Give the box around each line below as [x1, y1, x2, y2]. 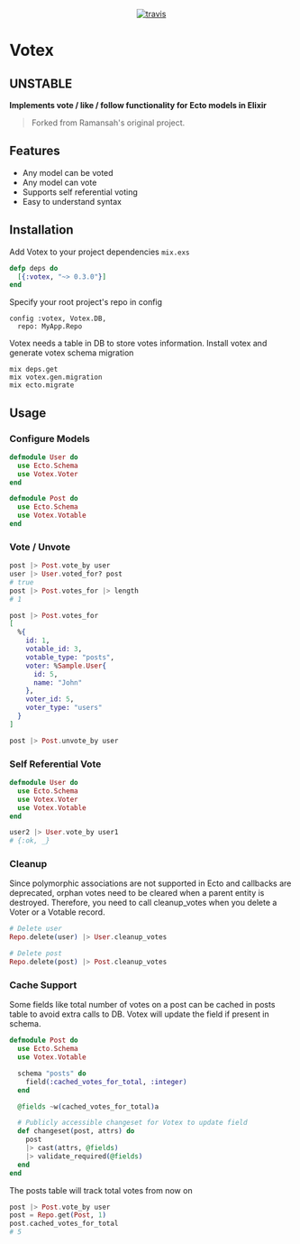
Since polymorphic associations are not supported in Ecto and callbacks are [9, 878, 292, 889]
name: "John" [32, 677, 83, 687]
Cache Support [9, 979, 77, 991]
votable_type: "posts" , [25, 652, 115, 662]
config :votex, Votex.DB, [9, 314, 106, 324]
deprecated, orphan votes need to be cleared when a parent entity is [9, 888, 265, 898]
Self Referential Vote [9, 758, 102, 770]
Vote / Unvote [9, 540, 70, 553]
